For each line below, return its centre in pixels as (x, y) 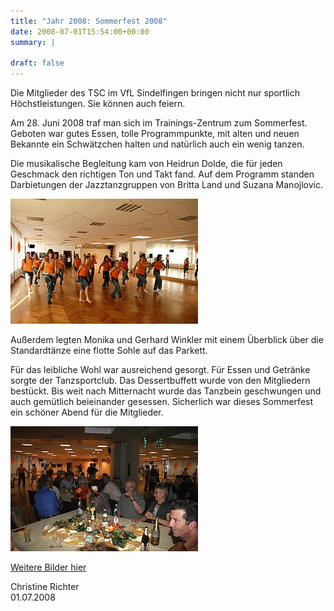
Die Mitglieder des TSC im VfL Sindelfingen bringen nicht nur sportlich (155, 93)
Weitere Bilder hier (48, 567)
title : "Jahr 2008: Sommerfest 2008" (89, 21)
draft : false (37, 63)
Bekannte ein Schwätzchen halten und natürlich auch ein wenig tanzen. (157, 144)
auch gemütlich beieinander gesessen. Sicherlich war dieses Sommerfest (162, 402)
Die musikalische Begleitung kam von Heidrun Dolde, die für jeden (146, 164)
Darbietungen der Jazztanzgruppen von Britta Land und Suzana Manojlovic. (166, 185)
